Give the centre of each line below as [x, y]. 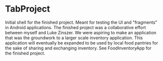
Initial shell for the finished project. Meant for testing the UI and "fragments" [81, 22]
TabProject [27, 9]
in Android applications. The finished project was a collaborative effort [75, 27]
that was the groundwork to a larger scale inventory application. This [74, 38]
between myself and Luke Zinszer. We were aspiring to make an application [81, 32]
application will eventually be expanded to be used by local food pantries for [81, 43]
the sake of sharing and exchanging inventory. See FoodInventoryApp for [78, 48]
